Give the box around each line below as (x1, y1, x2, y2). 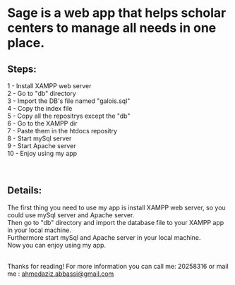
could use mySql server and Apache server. (7, 210, 135, 219)
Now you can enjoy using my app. (7, 241, 107, 249)
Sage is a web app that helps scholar (7, 5, 227, 21)
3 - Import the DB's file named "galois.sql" (7, 97, 131, 105)
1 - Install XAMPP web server (7, 82, 92, 90)
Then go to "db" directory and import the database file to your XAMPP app (7, 218, 224, 226)
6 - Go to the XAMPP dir (7, 119, 78, 128)
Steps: (7, 63, 37, 75)
